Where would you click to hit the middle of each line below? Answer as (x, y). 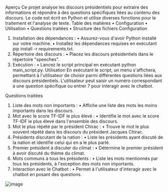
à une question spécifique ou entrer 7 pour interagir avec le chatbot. (83, 86)
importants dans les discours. (43, 110)
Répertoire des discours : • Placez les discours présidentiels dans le (83, 54)
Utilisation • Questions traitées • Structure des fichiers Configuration (76, 28)
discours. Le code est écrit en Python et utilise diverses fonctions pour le (81, 18)
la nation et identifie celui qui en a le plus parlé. (61, 142)
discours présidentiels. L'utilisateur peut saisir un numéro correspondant (87, 80)
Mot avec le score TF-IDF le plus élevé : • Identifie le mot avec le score (86, 116)
